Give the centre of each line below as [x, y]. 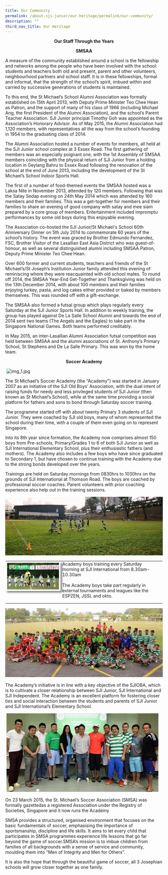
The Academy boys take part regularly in [104, 585]
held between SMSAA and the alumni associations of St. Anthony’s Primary [82, 341]
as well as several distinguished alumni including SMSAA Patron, [88, 248]
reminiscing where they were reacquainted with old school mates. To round [83, 274]
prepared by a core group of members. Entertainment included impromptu [81, 212]
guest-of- [145, 243]
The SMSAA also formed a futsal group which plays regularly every [74, 305]
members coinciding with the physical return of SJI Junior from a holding [80, 160]
